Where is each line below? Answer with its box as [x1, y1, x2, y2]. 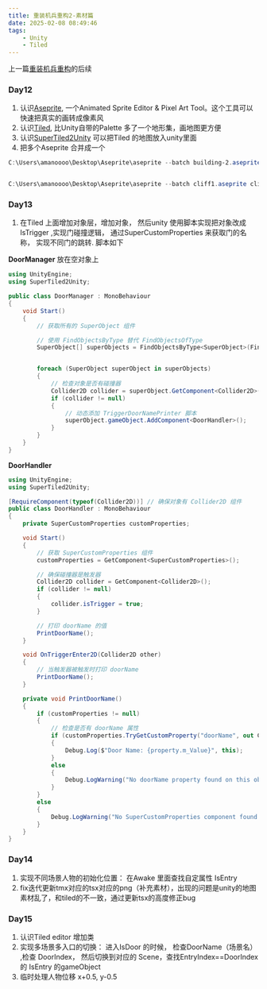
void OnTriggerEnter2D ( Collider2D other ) [22, 651, 161, 659]
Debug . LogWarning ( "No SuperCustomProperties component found [50, 813, 258, 821]
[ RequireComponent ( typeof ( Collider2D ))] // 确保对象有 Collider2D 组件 [8, 497, 242, 505]
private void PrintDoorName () [22, 694, 123, 703]
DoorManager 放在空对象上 [8, 255, 99, 265]
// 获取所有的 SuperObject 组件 [37, 322, 136, 330]
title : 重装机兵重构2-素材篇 [8, 11, 94, 20]
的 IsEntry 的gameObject [19, 962, 101, 972]
